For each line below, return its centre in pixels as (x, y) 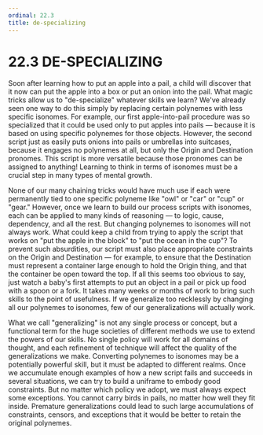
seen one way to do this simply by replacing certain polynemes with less (126, 109)
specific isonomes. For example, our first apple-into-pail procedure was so (129, 117)
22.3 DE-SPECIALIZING (86, 62)
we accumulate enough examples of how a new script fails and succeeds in (130, 373)
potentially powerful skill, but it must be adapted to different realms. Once (127, 365)
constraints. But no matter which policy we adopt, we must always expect (127, 389)
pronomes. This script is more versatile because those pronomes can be (125, 159)
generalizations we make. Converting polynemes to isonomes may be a (124, 356)
